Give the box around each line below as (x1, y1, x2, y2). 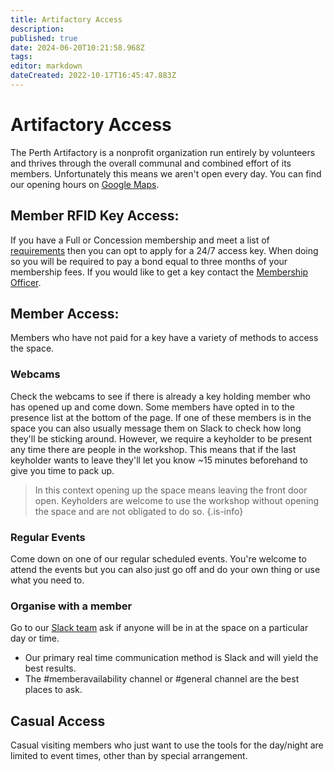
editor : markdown (10, 61, 83, 71)
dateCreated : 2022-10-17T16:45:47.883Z (10, 71, 177, 81)
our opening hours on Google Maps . (10, 178, 160, 190)
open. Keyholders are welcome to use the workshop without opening (34, 494, 320, 506)
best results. (24, 662, 77, 675)
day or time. (10, 632, 60, 645)
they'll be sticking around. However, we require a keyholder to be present (10, 432, 313, 445)
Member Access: (10, 306, 120, 323)
